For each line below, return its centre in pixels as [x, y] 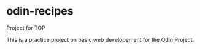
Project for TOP [26, 28]
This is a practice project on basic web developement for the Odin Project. [100, 39]
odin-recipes [40, 11]
